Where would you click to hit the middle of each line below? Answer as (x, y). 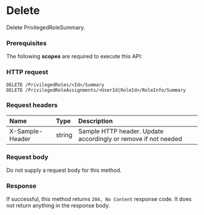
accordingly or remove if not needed (130, 138)
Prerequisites (26, 43)
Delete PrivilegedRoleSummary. (46, 27)
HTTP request (27, 72)
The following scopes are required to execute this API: (74, 56)
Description (96, 121)
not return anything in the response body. (58, 206)
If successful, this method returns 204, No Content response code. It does (99, 199)
